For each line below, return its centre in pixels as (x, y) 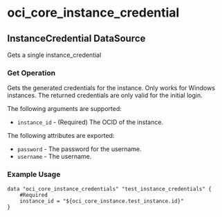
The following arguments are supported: (65, 109)
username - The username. (54, 157)
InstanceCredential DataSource (76, 38)
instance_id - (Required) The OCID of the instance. (90, 122)
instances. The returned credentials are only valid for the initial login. (105, 96)
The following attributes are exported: (61, 136)
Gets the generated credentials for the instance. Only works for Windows (111, 88)
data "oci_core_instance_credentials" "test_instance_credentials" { (110, 189)
